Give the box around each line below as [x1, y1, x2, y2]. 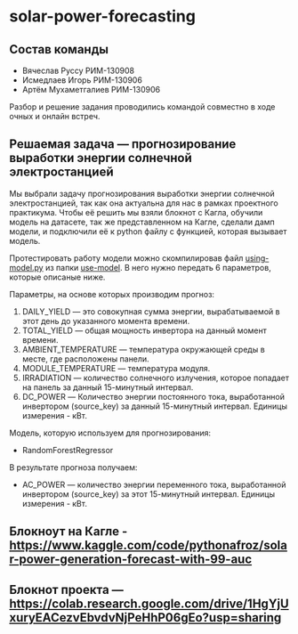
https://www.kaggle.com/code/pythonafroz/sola [9, 538, 287, 553]
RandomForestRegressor [21, 444, 114, 455]
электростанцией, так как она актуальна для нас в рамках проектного [9, 198, 278, 208]
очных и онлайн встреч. [9, 111, 101, 121]
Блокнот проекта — [9, 581, 125, 597]
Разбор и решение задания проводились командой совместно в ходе [9, 102, 276, 112]
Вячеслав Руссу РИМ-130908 [21, 65, 135, 76]
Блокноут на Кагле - [9, 524, 128, 540]
